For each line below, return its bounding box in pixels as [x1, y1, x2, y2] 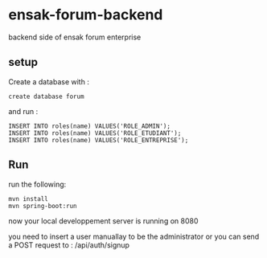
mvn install [8, 195, 48, 203]
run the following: [8, 179, 67, 189]
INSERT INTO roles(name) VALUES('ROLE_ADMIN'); [8, 122, 171, 130]
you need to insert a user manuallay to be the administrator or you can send [8, 231, 260, 241]
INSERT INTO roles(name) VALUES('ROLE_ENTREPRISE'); [8, 136, 189, 144]
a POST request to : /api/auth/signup [8, 240, 130, 250]
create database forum [8, 92, 84, 100]
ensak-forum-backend [8, 6, 163, 24]
